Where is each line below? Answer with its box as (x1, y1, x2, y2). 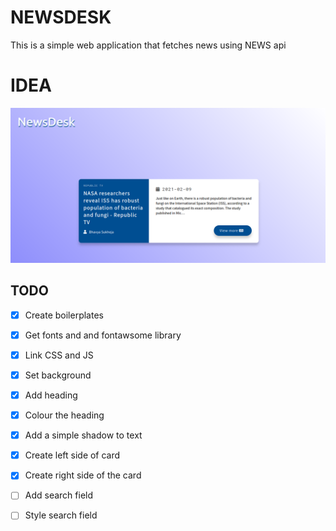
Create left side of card (24, 449, 121, 461)
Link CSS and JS (24, 349, 94, 361)
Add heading (24, 389, 78, 401)
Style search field (24, 509, 98, 521)
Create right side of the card (24, 469, 142, 481)
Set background (24, 369, 92, 381)
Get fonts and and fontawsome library (24, 329, 182, 341)
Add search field (24, 489, 94, 501)
